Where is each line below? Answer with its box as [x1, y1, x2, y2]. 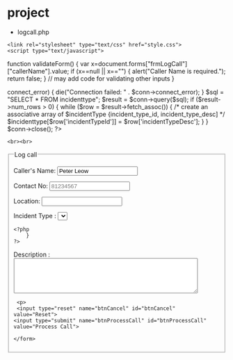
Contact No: [13, 181, 49, 190]
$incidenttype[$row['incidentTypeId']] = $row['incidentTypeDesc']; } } [7, 117, 209, 126]
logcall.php [17, 28, 50, 36]
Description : [13, 250, 51, 259]
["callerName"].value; [7, 67, 70, 75]
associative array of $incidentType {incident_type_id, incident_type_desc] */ [7, 110, 225, 118]
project [7, 5, 50, 21]
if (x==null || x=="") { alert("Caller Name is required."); [70, 67, 226, 75]
